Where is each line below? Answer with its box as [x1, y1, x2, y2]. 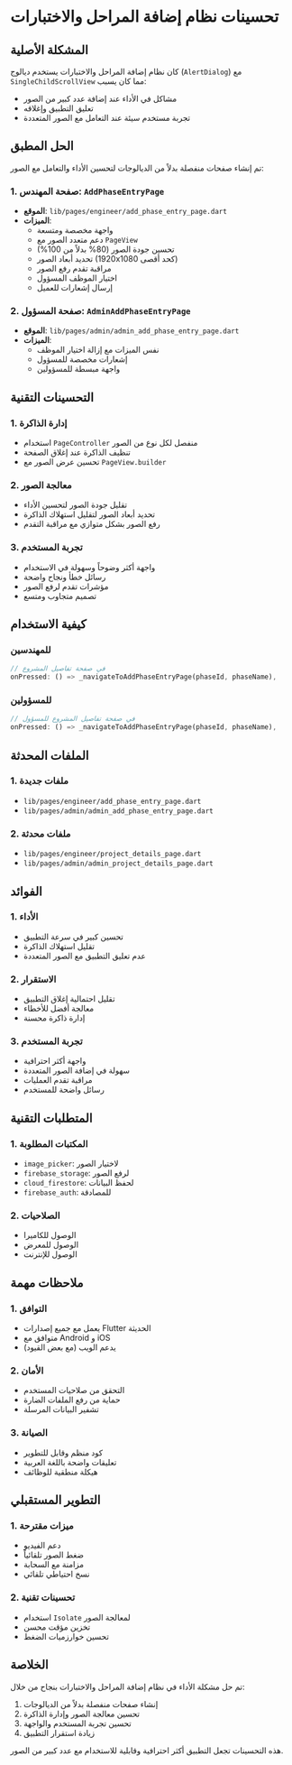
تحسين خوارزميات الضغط [23, 1631, 109, 1641]
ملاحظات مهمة [10, 1275, 84, 1290]
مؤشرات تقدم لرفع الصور [23, 580, 109, 592]
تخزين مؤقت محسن [23, 1622, 91, 1632]
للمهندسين [10, 643, 52, 656]
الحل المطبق [10, 138, 75, 154]
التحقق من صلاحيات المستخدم [23, 1385, 125, 1396]
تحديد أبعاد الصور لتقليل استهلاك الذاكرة [23, 509, 156, 520]
